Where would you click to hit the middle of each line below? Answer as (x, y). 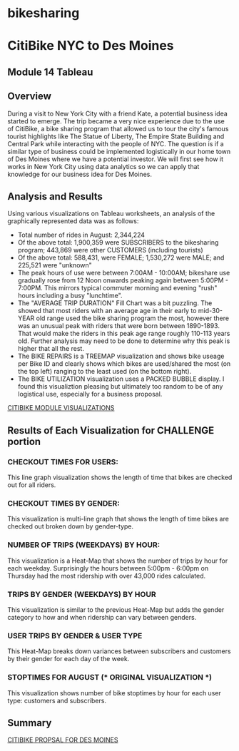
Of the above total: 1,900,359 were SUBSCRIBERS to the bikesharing (118, 242)
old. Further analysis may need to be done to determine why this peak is (124, 341)
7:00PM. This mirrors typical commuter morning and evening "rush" (117, 288)
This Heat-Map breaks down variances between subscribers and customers (119, 651)
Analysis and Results (55, 196)
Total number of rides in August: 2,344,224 (81, 235)
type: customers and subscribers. (57, 700)
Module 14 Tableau (50, 72)
